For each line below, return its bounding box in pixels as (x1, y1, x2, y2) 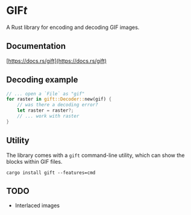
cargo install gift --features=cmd (6, 170, 96, 176)
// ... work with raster (17, 113, 80, 120)
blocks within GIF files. (6, 158, 63, 165)
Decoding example (6, 75, 78, 85)
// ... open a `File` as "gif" (6, 91, 85, 97)
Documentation (6, 41, 66, 51)
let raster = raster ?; (17, 107, 74, 114)
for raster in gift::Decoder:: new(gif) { (6, 96, 112, 103)
